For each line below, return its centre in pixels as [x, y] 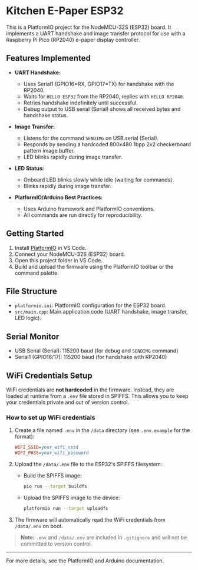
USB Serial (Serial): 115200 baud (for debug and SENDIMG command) [96, 351]
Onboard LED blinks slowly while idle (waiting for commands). [98, 179]
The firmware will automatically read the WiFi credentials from [90, 519]
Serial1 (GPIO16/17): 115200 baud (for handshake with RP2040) [91, 357]
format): [24, 437]
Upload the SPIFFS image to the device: [72, 497]
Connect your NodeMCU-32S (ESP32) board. [70, 254]
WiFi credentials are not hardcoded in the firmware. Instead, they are [90, 390]
